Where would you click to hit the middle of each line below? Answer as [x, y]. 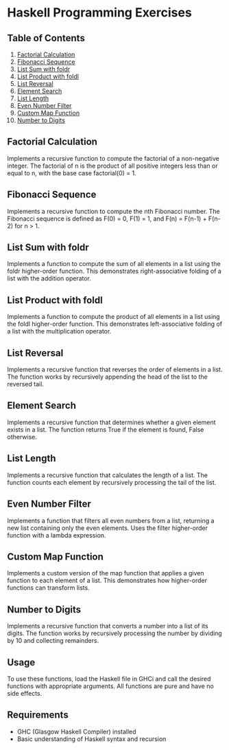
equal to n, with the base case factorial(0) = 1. [72, 173]
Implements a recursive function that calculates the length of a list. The [107, 475]
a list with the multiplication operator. [59, 331]
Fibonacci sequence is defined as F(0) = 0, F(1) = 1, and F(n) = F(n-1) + [107, 219]
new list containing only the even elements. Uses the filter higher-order [107, 528]
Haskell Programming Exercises [99, 13]
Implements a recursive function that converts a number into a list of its [108, 626]
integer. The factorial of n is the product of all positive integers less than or [112, 166]
